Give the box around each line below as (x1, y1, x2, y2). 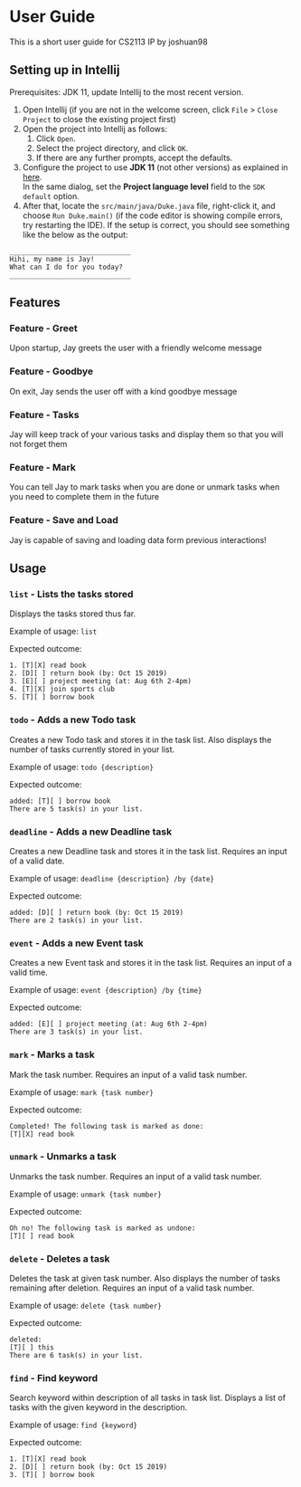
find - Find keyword (9, 1372, 99, 1385)
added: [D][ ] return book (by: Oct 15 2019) (9, 908, 183, 917)
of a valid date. (9, 855, 65, 866)
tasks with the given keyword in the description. (9, 1402, 188, 1413)
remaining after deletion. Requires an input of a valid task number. (9, 1282, 255, 1293)
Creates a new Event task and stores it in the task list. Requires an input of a (9, 958, 292, 968)
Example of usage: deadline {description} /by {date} (9, 872, 215, 883)
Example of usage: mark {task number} (9, 1086, 154, 1097)
